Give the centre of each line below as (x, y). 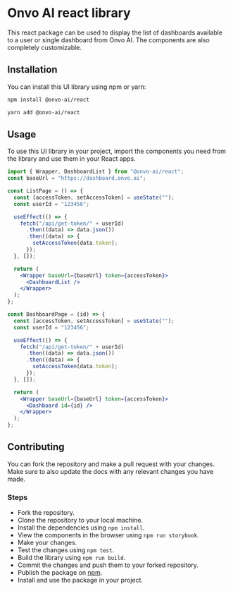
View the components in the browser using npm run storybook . (108, 535)
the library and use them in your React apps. (71, 159)
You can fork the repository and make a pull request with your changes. (111, 464)
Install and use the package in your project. (80, 580)
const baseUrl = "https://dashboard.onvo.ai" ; (77, 178)
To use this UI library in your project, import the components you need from (117, 151)
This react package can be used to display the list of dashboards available (115, 32)
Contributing (36, 447)
